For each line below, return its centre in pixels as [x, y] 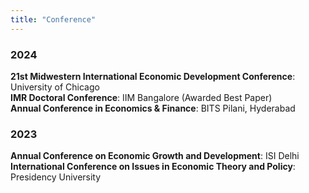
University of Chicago [55, 87]
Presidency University [56, 177]
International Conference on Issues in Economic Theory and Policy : [153, 167]
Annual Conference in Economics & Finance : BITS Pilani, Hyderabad [153, 108]
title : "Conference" [53, 19]
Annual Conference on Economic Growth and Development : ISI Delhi [155, 156]
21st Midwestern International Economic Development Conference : [153, 76]
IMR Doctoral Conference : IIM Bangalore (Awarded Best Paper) [141, 97]
